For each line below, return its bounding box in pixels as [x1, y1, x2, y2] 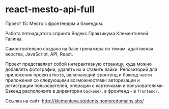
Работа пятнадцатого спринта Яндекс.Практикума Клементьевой [5, 30, 149, 36]
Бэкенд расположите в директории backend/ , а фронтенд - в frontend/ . [5, 88, 159, 94]
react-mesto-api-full [5, 4, 95, 15]
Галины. [5, 36, 23, 42]
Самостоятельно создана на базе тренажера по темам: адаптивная [5, 45, 154, 51]
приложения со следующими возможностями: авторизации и [5, 77, 140, 83]
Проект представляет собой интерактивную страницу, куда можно [5, 61, 152, 67]
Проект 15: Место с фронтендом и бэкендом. [5, 20, 103, 26]
